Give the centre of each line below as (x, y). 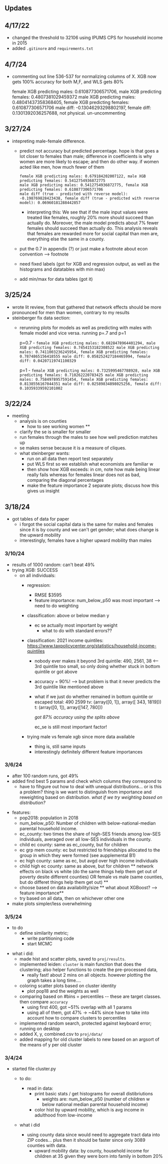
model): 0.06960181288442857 (50, 203)
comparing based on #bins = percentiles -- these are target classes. (90, 996)
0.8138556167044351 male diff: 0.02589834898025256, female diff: (91, 384)
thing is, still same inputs (60, 746)
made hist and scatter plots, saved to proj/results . (73, 959)
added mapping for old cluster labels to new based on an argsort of (89, 1039)
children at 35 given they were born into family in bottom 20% (99, 1156)
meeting (21, 416)
